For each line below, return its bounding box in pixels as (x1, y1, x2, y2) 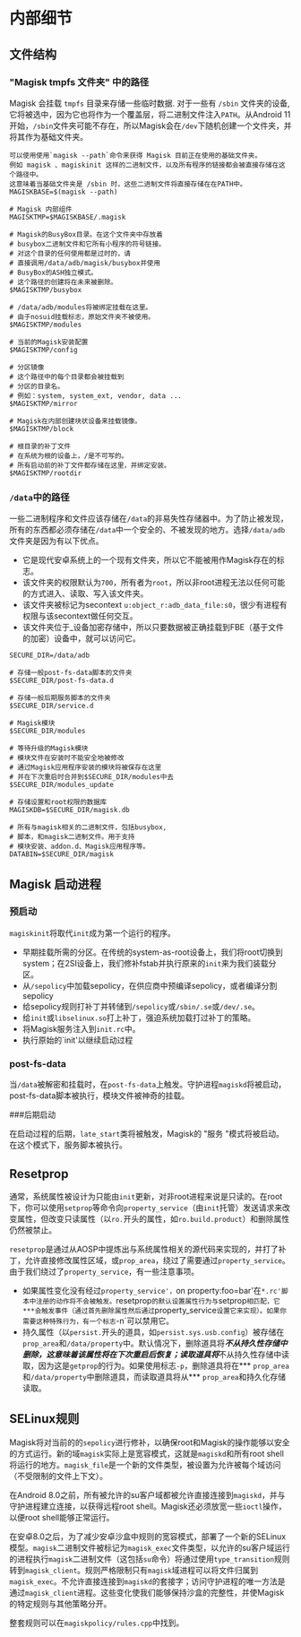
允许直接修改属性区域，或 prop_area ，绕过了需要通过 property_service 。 (24, 1254, 290, 1265)
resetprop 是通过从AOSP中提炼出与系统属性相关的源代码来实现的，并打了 (9, 1243, 279, 1254)
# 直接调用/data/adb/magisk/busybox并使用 (9, 258, 161, 267)
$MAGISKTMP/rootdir (9, 468, 82, 478)
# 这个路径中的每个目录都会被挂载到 (9, 372, 125, 381)
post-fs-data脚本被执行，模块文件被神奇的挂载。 (9, 1090, 190, 1101)
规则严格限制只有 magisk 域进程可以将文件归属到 (84, 1564, 259, 1575)
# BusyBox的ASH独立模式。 (9, 268, 99, 277)
